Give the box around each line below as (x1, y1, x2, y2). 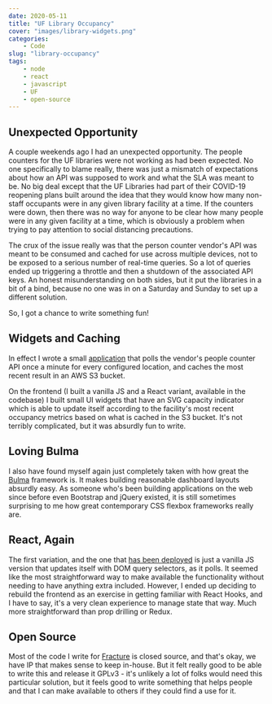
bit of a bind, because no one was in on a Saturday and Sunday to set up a (8, 284, 258, 294)
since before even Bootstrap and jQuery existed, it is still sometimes (8, 492, 236, 501)
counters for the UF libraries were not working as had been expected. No (8, 155, 254, 165)
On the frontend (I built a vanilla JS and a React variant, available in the (8, 386, 246, 396)
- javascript (23, 80, 68, 88)
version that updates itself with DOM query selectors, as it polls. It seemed (8, 563, 259, 573)
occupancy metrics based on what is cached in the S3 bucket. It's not (8, 412, 243, 422)
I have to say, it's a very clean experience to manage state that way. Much (8, 597, 257, 607)
